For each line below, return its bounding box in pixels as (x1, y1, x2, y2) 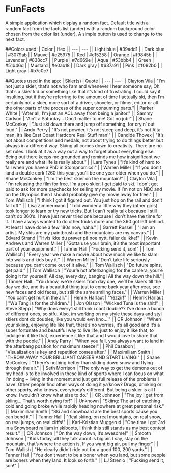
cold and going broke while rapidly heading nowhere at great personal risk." (5, 403, 164, 409)
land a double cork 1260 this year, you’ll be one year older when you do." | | (5, 169, 164, 176)
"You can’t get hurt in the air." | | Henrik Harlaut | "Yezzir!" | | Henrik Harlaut (5, 294, 163, 301)
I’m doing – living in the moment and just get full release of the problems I (5, 376, 159, 382)
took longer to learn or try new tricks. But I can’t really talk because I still (5, 208, 157, 214)
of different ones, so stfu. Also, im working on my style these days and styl (5, 311, 162, 317)
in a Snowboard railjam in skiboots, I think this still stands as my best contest (5, 425, 166, 431)
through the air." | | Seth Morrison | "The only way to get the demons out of (5, 365, 163, 371)
